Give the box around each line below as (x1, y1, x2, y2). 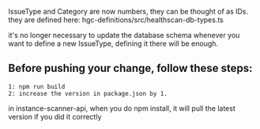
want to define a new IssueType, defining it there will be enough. (8, 39, 219, 48)
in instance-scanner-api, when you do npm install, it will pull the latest (8, 103, 236, 113)
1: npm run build (8, 82, 66, 90)
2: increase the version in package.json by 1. (8, 89, 168, 97)
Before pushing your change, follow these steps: (8, 62, 253, 75)
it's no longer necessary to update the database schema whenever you (8, 31, 240, 40)
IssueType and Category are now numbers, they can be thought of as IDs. (8, 7, 249, 16)
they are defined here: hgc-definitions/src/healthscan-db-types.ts (8, 15, 224, 25)
